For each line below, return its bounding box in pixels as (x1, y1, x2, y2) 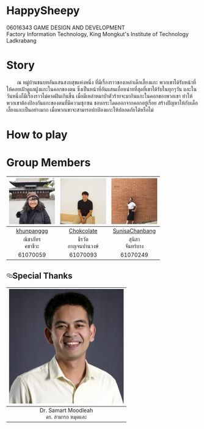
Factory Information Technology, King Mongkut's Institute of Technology (6, 30, 189, 37)
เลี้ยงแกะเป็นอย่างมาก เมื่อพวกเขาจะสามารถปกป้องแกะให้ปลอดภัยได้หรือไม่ (6, 106, 154, 113)
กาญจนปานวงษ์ (67, 243, 99, 249)
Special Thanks (12, 271, 73, 281)
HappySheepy (6, 4, 80, 18)
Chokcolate (68, 227, 98, 234)
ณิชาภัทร (23, 236, 41, 243)
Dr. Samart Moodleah (39, 407, 93, 414)
